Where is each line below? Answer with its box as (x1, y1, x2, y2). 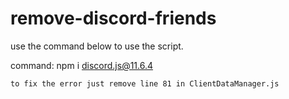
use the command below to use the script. (10, 40, 184, 52)
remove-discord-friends (10, 7, 217, 30)
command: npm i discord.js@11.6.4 (10, 59, 154, 71)
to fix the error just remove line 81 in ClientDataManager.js (10, 78, 280, 89)
